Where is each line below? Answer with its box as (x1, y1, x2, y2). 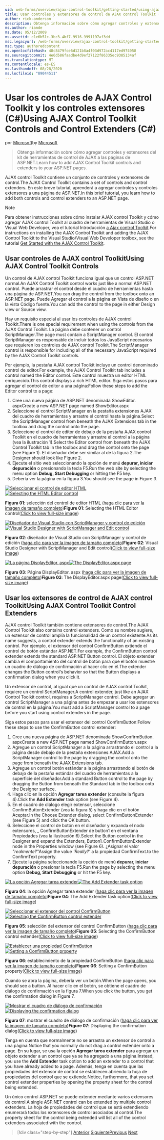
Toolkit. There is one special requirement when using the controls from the (5, 321, 154, 327)
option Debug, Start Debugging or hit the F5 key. (12, 869, 111, 876)
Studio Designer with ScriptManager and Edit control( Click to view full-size (5, 545, 156, 551)
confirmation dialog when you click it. (5, 674, 81, 680)
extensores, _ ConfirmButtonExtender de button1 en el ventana (12, 828, 138, 834)
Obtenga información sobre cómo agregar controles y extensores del (17, 149, 156, 155)
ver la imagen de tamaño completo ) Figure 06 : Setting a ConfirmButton (5, 963, 147, 969)
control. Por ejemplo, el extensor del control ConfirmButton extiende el (5, 643, 147, 649)
